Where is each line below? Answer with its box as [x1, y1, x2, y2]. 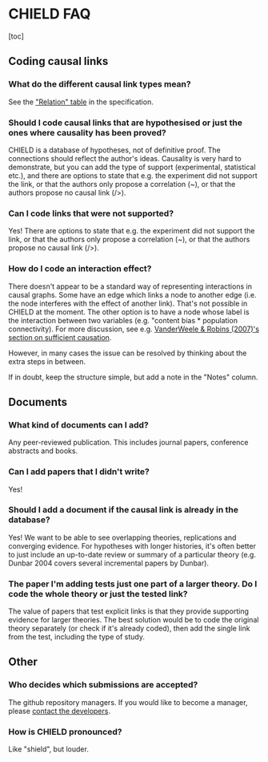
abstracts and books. [8, 446, 78, 456]
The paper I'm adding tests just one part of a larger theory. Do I [8, 578, 258, 590]
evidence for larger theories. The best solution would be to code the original [8, 615, 259, 625]
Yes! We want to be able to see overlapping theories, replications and [8, 533, 237, 542]
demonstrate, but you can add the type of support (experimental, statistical [8, 162, 256, 172]
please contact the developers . [8, 706, 110, 715]
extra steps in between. [8, 356, 86, 366]
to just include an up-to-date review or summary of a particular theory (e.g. [8, 549, 256, 559]
